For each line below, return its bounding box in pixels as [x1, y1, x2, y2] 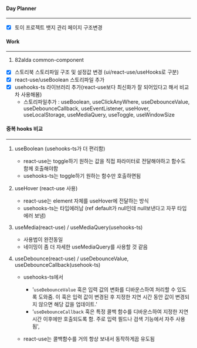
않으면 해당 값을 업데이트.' [38, 300, 98, 307]
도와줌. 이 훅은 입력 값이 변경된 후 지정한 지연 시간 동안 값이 [38, 293, 174, 300]
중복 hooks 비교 [6, 125, 43, 132]
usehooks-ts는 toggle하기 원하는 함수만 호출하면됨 [23, 172, 141, 179]
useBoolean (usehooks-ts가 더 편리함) [14, 145, 106, 152]
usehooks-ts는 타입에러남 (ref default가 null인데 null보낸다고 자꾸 [23, 204, 176, 211]
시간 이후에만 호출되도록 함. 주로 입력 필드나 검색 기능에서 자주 [32, 315, 175, 322]
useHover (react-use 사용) [14, 184, 78, 191]
